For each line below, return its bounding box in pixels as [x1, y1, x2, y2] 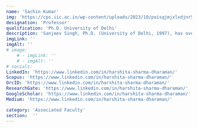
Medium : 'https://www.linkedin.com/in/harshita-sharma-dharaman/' [6, 96, 173, 102]
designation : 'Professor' [6, 19, 70, 25]
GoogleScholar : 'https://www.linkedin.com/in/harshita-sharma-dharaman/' [6, 91, 192, 97]
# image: [6, 47, 28, 53]
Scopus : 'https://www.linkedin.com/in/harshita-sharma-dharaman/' [6, 74, 173, 80]
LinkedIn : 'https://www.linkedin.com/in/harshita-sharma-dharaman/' [6, 69, 178, 75]
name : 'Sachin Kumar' [6, 8, 60, 15]
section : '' [6, 113, 38, 119]
